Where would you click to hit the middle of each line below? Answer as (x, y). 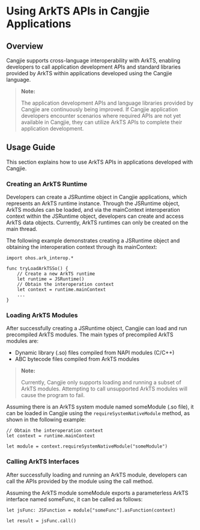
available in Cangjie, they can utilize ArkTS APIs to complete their (102, 122)
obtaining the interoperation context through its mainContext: (82, 247)
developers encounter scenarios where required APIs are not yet (101, 116)
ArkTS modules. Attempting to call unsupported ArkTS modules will (104, 389)
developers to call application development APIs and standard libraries (94, 67)
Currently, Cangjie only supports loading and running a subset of (101, 383)
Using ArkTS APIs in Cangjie (78, 11)
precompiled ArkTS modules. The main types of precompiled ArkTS (90, 334)
